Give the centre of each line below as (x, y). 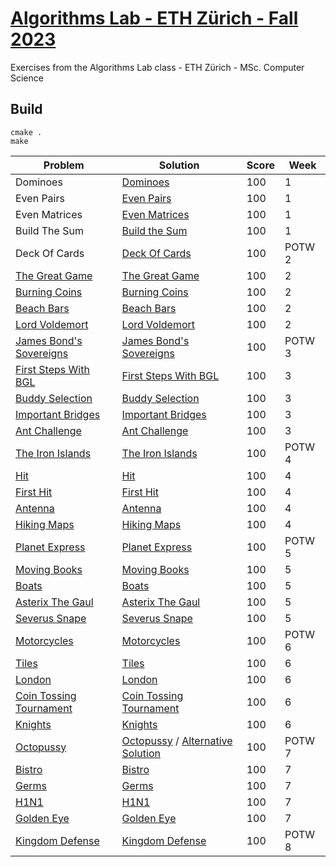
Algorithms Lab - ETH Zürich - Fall (154, 18)
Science (27, 78)
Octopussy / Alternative (177, 740)
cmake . (26, 132)
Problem (64, 165)
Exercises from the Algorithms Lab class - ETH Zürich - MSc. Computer (157, 67)
